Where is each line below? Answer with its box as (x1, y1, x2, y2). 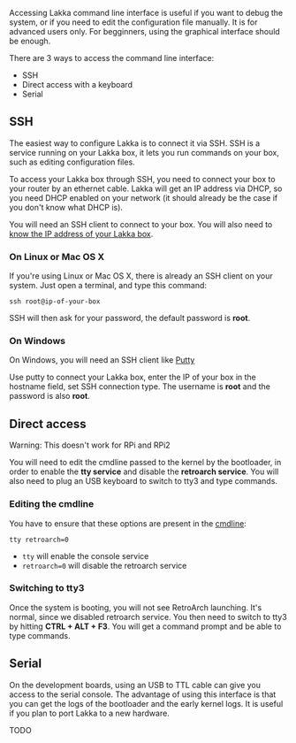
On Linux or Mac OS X (9, 250, 105, 263)
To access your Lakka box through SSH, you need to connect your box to (9, 173, 276, 184)
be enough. (9, 35, 51, 46)
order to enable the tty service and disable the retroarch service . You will (9, 466, 279, 477)
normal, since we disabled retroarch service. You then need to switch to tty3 (9, 611, 287, 622)
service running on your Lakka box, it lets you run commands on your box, (9, 147, 280, 157)
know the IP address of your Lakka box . (9, 228, 154, 239)
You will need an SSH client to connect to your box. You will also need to (9, 218, 273, 229)
